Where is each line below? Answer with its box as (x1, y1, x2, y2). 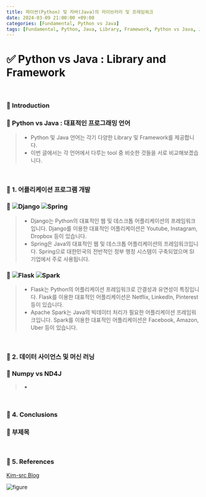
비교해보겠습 (168, 149, 199, 157)
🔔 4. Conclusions (6, 411, 58, 419)
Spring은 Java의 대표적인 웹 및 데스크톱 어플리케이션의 (30, 240, 162, 247)
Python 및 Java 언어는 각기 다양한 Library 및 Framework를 (30, 134, 174, 141)
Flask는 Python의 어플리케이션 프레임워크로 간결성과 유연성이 (30, 285, 178, 293)
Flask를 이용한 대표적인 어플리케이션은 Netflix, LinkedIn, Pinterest (39, 293, 199, 301)
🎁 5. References (6, 457, 55, 466)
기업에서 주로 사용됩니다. (30, 255, 90, 263)
